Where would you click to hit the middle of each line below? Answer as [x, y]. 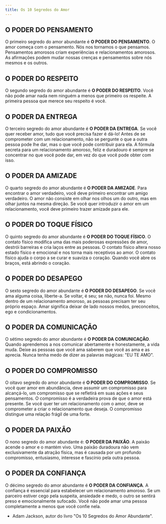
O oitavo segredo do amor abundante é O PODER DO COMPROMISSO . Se [81, 382]
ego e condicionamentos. [31, 311]
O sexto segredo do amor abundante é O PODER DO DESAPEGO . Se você [81, 291]
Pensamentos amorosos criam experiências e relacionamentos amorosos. [81, 52]
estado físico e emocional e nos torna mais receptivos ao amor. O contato [81, 252]
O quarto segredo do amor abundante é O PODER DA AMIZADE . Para [76, 188]
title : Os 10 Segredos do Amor [37, 10]
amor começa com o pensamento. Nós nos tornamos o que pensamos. [78, 47]
